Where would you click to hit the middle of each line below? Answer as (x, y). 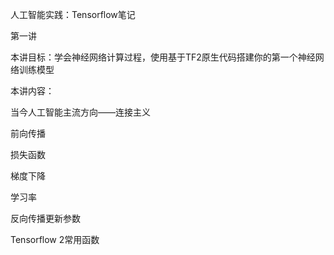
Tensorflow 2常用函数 (55, 239)
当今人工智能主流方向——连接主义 (80, 112)
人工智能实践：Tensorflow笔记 (73, 14)
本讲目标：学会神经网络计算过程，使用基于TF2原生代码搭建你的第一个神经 (163, 57)
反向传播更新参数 (45, 218)
